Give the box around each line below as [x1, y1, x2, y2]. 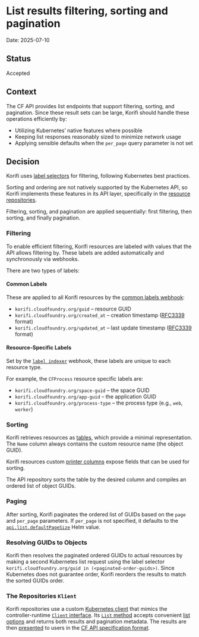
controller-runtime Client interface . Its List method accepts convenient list [6, 611, 191, 619]
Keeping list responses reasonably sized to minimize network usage [14, 133, 181, 140]
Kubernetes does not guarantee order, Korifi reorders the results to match [6, 570, 187, 578]
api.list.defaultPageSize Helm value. [6, 523, 101, 531]
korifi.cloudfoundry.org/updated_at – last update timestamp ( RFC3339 [14, 324, 192, 331]
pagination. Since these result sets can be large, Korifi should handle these [6, 109, 189, 116]
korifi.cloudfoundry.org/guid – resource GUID [14, 305, 132, 312]
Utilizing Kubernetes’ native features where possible [14, 127, 143, 134]
